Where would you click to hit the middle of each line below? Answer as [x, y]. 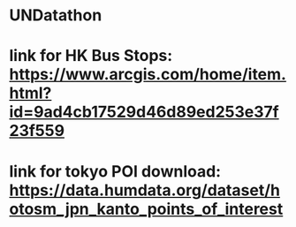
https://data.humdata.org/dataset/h [145, 190]
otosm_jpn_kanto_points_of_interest [146, 209]
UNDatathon [56, 15]
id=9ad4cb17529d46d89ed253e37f [144, 112]
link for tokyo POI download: [115, 171]
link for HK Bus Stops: [91, 56]
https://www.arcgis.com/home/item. [148, 75]
